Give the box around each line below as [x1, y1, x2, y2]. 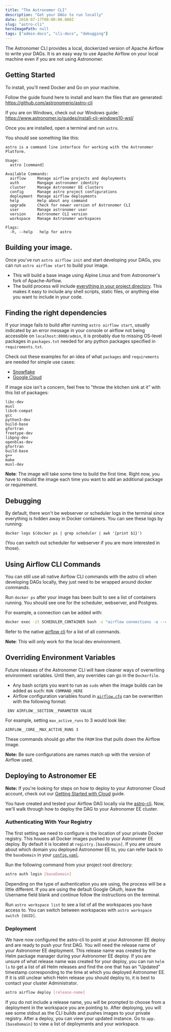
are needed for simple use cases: [5, 359, 75, 365]
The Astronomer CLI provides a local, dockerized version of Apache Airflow [5, 45, 164, 51]
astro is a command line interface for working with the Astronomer [5, 144, 154, 149]
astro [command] [10, 162, 44, 167]
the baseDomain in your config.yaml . [5, 851, 80, 858]
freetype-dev [5, 431, 33, 436]
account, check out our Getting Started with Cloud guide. [5, 790, 126, 796]
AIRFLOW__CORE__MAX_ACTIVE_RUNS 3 [5, 727, 79, 732]
